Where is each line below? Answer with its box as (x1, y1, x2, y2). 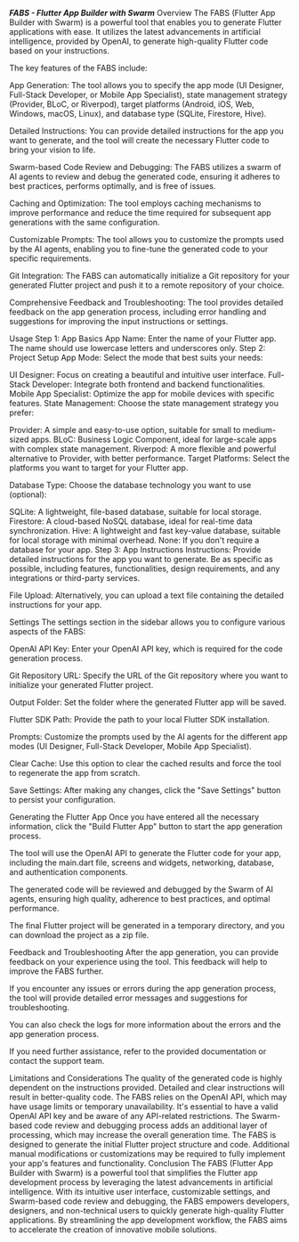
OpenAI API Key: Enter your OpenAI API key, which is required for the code (9, 643, 283, 654)
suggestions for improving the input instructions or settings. (9, 316, 229, 326)
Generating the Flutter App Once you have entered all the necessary (9, 812, 260, 822)
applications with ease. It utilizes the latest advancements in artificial (9, 27, 261, 37)
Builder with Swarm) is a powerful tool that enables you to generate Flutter (9, 17, 282, 28)
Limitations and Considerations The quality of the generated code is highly (9, 1073, 283, 1083)
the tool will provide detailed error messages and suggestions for (9, 993, 248, 1003)
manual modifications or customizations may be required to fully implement (9, 1148, 286, 1159)
